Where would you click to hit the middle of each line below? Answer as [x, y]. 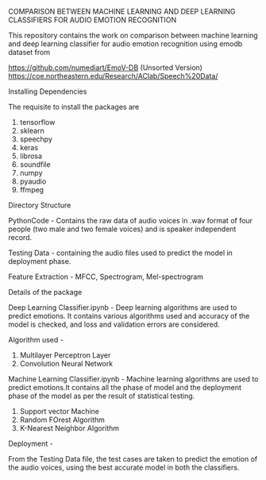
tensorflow [37, 122]
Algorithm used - [36, 340]
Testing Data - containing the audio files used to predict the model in [120, 253]
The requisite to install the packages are [74, 107]
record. [20, 237]
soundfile [35, 165]
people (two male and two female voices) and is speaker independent [122, 229]
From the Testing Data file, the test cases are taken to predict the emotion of [133, 459]
